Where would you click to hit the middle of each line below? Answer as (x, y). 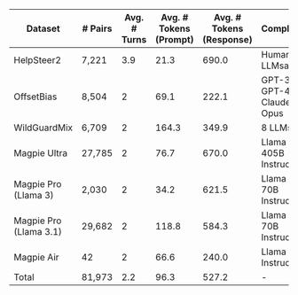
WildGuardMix (43, 128)
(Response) (227, 39)
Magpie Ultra (41, 153)
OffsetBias (35, 97)
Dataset (43, 28)
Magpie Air (36, 257)
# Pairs (97, 28)
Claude (276, 102)
